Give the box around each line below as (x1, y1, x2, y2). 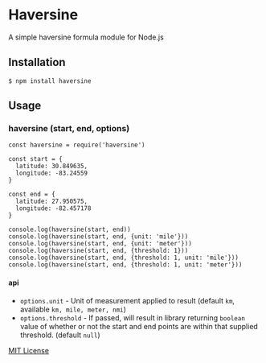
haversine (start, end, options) (8, 123, 130, 134)
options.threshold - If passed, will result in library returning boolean (19, 312, 245, 323)
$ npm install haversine (8, 76, 92, 85)
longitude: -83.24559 (15, 169, 88, 178)
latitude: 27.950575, (15, 197, 88, 206)
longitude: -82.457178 (15, 204, 92, 212)
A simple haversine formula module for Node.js (8, 32, 165, 42)
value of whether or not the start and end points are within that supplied (19, 321, 259, 331)
